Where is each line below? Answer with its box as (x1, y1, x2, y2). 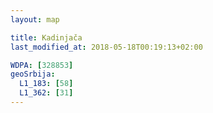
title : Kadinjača (10, 32, 83, 43)
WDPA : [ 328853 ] (10, 60, 74, 70)
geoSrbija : (10, 69, 56, 80)
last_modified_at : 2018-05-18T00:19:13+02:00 (10, 42, 203, 52)
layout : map (10, 14, 60, 25)
